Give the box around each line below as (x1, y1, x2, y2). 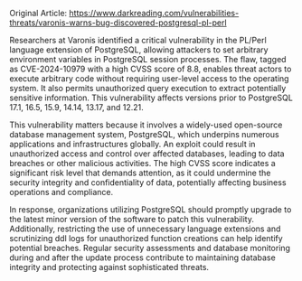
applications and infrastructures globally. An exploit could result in (9, 139, 256, 149)
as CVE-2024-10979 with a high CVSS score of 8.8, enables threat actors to (9, 63, 292, 74)
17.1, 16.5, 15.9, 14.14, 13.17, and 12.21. (9, 102, 145, 112)
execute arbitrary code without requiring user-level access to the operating (9, 73, 289, 84)
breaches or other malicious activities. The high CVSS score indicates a (9, 158, 276, 168)
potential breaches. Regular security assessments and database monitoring (9, 243, 291, 253)
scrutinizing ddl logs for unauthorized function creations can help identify (9, 233, 283, 243)
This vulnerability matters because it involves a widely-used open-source (9, 119, 283, 130)
